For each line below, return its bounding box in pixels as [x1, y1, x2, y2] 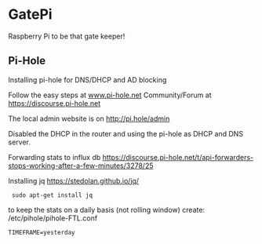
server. [8, 137, 31, 147]
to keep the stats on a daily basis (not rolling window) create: [8, 205, 206, 214]
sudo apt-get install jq [11, 191, 93, 199]
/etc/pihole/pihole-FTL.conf [8, 213, 98, 223]
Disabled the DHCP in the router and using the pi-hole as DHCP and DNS [8, 129, 244, 138]
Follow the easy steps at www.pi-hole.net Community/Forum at [8, 90, 212, 100]
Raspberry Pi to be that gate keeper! [8, 31, 126, 41]
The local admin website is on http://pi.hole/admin [8, 114, 170, 123]
